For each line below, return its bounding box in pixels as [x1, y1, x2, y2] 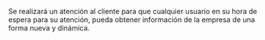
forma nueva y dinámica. [8, 24, 90, 32]
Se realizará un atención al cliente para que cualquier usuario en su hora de [8, 7, 258, 16]
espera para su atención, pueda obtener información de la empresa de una [8, 15, 255, 24]
